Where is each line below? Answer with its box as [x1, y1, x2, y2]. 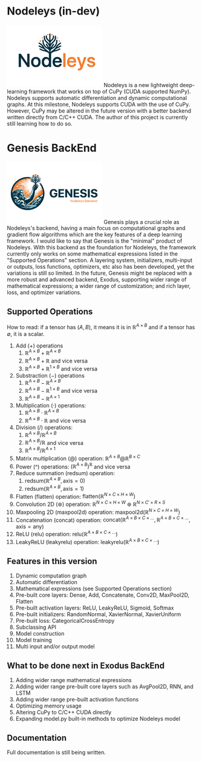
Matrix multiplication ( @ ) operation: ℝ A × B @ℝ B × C [15, 454, 141, 462]
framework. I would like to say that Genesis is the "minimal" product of [7, 237, 183, 245]
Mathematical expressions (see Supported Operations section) [15, 585, 172, 593]
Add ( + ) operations [15, 342, 64, 349]
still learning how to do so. [7, 120, 73, 127]
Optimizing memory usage [15, 702, 82, 709]
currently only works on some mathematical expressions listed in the [7, 250, 178, 258]
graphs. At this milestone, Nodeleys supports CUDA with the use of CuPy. [7, 100, 191, 108]
